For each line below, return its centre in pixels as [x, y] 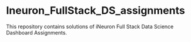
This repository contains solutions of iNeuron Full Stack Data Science [90, 26]
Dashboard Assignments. [37, 32]
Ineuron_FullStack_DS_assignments [95, 11]
